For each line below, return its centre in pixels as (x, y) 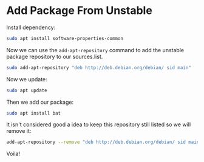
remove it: (19, 131)
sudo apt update (27, 90)
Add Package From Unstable (80, 11)
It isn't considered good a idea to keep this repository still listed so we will (99, 124)
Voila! (13, 154)
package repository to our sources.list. (55, 56)
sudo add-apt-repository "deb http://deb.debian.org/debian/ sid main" (99, 67)
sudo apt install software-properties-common (65, 38)
